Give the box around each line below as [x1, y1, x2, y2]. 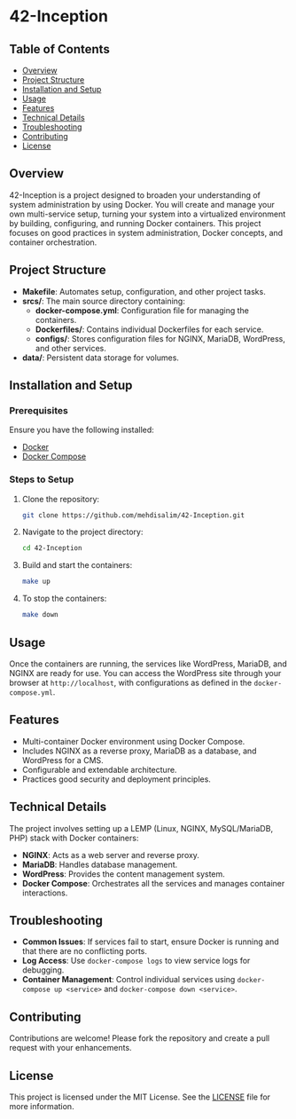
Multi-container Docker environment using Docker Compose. [21, 736, 245, 746]
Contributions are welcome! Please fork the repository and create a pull [9, 1033, 270, 1044]
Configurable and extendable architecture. [21, 764, 177, 775]
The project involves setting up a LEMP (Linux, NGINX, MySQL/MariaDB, [9, 823, 273, 833]
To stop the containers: [21, 593, 107, 604]
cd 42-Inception [21, 544, 82, 553]
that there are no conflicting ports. [21, 946, 148, 957]
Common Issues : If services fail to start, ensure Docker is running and [21, 936, 279, 947]
